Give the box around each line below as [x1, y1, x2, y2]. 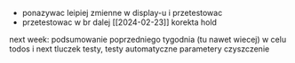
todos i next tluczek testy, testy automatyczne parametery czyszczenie [9, 43, 270, 54]
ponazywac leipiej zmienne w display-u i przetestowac [21, 8, 223, 18]
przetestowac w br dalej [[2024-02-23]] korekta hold [21, 17, 218, 28]
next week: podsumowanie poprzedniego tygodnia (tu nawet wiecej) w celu [9, 35, 287, 44]
